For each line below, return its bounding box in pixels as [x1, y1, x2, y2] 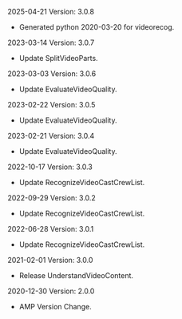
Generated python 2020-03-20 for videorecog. [18, 22, 175, 31]
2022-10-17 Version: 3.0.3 [7, 162, 93, 172]
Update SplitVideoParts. [18, 54, 98, 63]
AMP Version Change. [18, 302, 93, 311]
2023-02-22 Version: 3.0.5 [7, 100, 96, 109]
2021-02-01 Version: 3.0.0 [7, 256, 93, 264]
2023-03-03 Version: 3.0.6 [7, 69, 97, 79]
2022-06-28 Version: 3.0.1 [7, 224, 94, 233]
